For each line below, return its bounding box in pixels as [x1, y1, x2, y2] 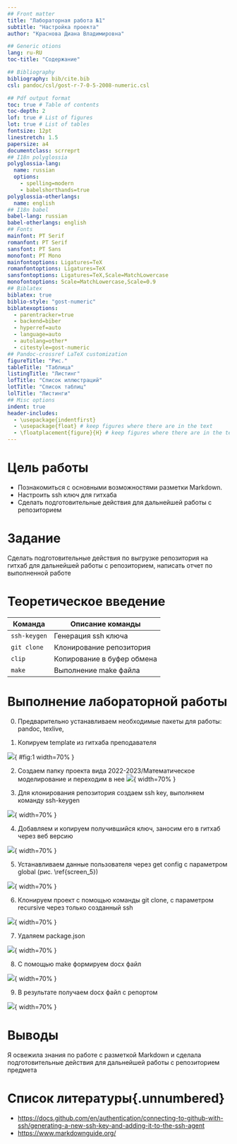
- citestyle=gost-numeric [13, 344, 90, 351]
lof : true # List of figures [7, 114, 93, 121]
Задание [7, 530, 61, 547]
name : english [13, 199, 55, 207]
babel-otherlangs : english [7, 220, 87, 227]
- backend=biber [13, 318, 61, 325]
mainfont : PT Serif [7, 232, 65, 239]
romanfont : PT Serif [7, 239, 68, 246]
